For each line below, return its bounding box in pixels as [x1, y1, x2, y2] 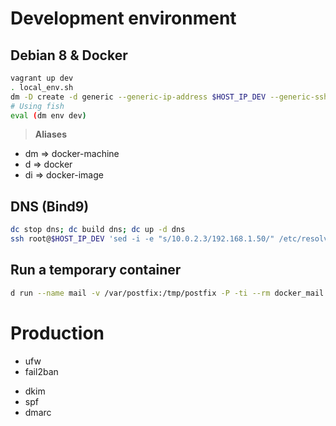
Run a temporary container [10, 262, 182, 279]
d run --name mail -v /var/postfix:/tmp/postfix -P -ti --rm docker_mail [10, 288, 325, 298]
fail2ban [24, 365, 59, 377]
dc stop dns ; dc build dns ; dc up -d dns [10, 225, 186, 235]
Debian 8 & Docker [10, 47, 128, 64]
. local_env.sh [10, 82, 74, 92]
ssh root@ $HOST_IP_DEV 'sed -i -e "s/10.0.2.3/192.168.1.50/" [10, 234, 275, 244]
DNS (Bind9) [10, 198, 90, 215]
